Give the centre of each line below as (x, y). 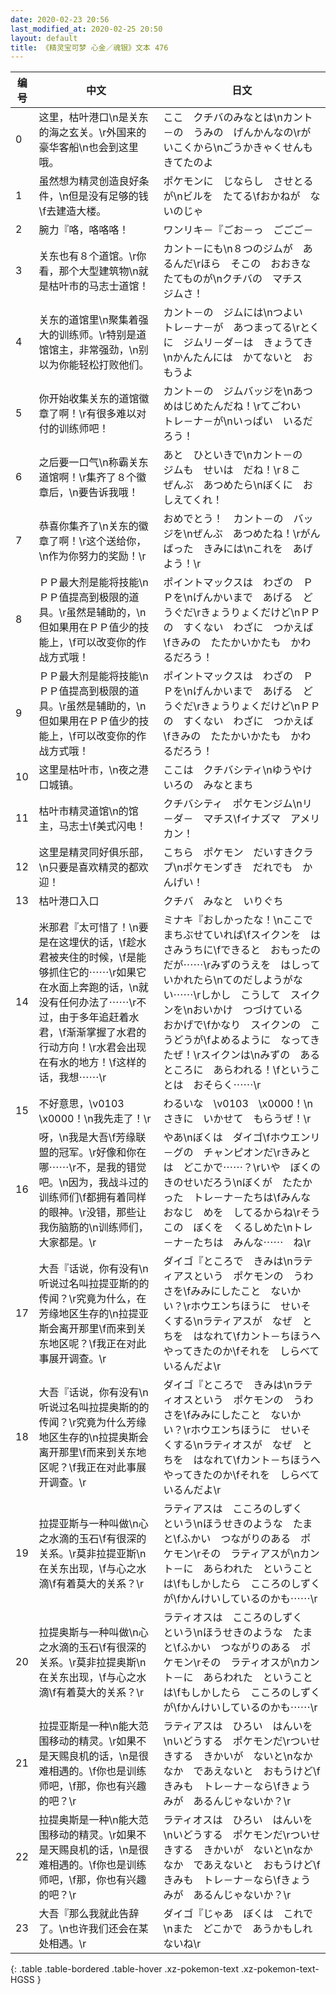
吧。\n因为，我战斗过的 (93, 1183)
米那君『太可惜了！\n (88, 928)
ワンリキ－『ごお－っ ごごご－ (238, 230)
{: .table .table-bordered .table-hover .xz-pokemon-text (125, 1969)
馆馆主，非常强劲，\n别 (93, 350)
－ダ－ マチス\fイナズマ (222, 819)
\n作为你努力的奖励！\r (92, 556)
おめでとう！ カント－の (223, 519)
